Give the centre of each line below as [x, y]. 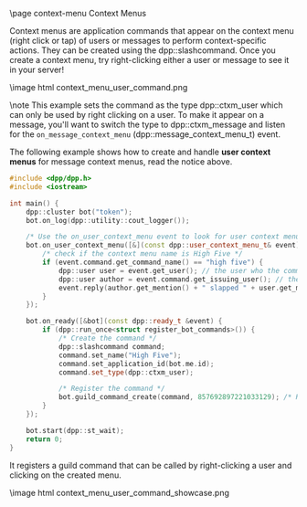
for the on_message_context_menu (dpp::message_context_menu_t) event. [145, 134]
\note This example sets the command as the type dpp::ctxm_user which [146, 105]
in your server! [37, 69]
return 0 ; [45, 439]
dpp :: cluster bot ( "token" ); [79, 212]
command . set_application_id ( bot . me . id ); [136, 364]
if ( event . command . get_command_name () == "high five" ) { [153, 262]
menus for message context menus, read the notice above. [121, 162]
